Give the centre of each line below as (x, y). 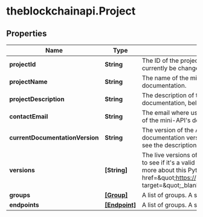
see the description (169, 145)
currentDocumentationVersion (54, 138)
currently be (159, 68)
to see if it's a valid (168, 163)
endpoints (24, 205)
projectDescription (37, 99)
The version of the (168, 130)
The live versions (166, 155)
